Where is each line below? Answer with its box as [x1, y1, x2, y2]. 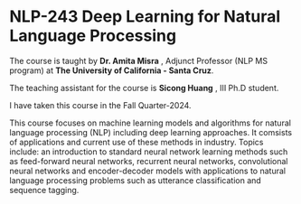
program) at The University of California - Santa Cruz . [9, 65, 214, 76]
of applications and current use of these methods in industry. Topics [9, 136, 264, 147]
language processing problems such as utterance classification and [9, 174, 262, 186]
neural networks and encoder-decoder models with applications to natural [9, 165, 287, 176]
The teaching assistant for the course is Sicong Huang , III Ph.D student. [9, 82, 279, 93]
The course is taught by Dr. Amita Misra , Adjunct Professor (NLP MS [9, 55, 268, 66]
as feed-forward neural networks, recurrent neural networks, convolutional [9, 155, 288, 166]
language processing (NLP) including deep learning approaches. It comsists [9, 126, 292, 137]
